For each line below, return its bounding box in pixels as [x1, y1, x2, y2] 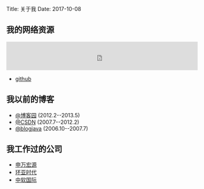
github [15, 75, 32, 82]
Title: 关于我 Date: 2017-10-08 [6, 5, 81, 12]
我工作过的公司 [6, 144, 63, 154]
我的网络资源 [6, 25, 55, 35]
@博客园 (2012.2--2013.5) [15, 111, 80, 119]
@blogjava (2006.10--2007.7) [15, 125, 89, 132]
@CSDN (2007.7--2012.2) [15, 118, 80, 126]
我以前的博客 [6, 94, 55, 105]
